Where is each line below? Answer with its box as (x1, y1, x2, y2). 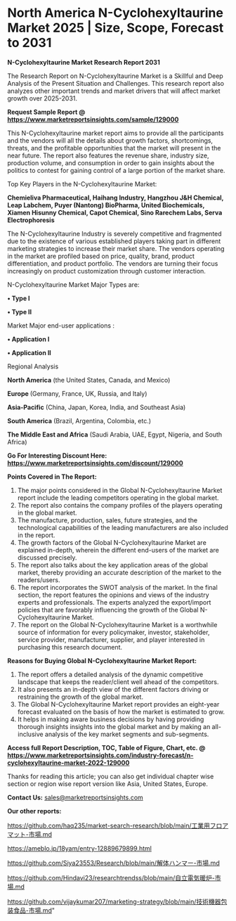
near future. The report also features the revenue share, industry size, (7, 151, 209, 160)
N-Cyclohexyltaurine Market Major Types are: (7, 280, 140, 289)
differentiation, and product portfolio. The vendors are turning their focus (7, 259, 218, 268)
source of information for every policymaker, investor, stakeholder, (17, 628, 210, 636)
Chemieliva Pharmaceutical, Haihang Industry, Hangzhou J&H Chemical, (7, 193, 224, 202)
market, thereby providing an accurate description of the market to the (17, 568, 222, 577)
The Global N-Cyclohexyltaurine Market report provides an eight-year (17, 700, 220, 708)
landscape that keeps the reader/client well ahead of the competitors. (17, 677, 219, 686)
